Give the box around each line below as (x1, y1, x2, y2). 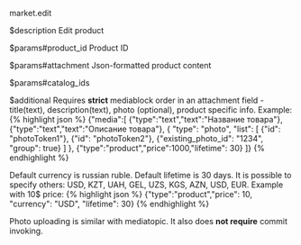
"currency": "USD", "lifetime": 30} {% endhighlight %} (9, 198, 210, 209)
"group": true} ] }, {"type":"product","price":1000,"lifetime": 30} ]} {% (9, 143, 266, 153)
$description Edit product (9, 25, 105, 35)
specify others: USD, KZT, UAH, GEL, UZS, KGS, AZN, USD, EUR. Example (9, 179, 284, 190)
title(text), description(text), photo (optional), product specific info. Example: (9, 104, 293, 115)
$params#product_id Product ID (9, 42, 129, 53)
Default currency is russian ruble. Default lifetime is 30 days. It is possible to (9, 170, 292, 180)
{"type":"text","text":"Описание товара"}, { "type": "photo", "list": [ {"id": (9, 123, 281, 134)
